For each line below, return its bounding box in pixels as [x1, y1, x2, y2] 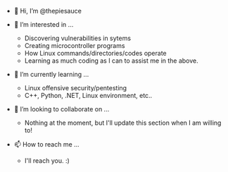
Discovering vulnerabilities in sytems [24, 34, 132, 42]
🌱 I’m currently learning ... [13, 70, 89, 78]
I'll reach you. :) [24, 156, 70, 165]
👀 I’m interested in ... [13, 20, 74, 28]
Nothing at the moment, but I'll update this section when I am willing [24, 118, 222, 127]
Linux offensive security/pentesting [24, 84, 127, 92]
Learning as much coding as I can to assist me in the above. [24, 56, 198, 65]
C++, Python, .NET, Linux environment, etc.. [24, 92, 153, 99]
